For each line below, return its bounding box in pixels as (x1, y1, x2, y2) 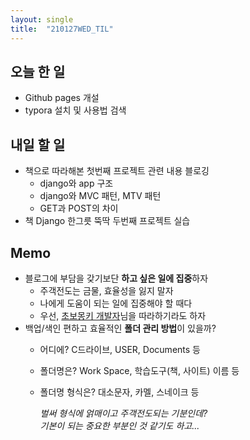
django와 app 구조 (39, 177, 114, 190)
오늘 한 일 (10, 63, 66, 80)
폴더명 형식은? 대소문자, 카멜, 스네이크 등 (39, 386, 200, 398)
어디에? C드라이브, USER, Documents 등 (39, 343, 201, 355)
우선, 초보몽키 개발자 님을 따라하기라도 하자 (39, 309, 207, 321)
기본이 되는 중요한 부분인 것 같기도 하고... (39, 419, 200, 431)
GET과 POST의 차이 (39, 202, 119, 215)
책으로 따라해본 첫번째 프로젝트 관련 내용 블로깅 (24, 165, 210, 177)
